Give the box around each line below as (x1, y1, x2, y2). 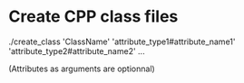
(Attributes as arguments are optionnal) (8, 63, 155, 74)
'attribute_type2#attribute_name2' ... (8, 45, 146, 56)
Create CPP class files (8, 6, 179, 27)
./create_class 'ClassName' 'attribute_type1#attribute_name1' (8, 36, 236, 47)
